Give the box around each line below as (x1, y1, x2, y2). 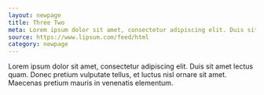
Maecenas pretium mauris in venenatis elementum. (8, 79, 174, 88)
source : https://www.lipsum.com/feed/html (8, 33, 149, 41)
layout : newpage (8, 11, 61, 19)
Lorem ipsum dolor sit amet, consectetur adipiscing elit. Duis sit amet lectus (8, 62, 254, 71)
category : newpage (8, 40, 68, 48)
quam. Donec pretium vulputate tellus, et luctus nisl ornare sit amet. (8, 70, 227, 79)
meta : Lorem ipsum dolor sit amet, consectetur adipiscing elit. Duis (8, 26, 244, 33)
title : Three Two (8, 19, 65, 26)
